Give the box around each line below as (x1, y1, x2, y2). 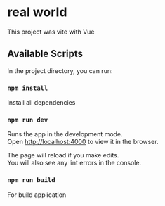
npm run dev (7, 115, 48, 124)
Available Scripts (7, 48, 83, 60)
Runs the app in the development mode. (7, 130, 123, 139)
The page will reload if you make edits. (7, 151, 119, 160)
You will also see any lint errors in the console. (7, 159, 142, 167)
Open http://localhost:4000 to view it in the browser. (7, 138, 159, 146)
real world (7, 4, 67, 20)
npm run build (7, 176, 55, 184)
